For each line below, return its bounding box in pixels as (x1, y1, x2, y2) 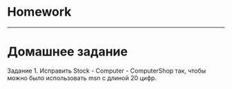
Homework (7, 4, 72, 20)
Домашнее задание (7, 44, 128, 60)
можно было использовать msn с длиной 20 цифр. (7, 73, 157, 82)
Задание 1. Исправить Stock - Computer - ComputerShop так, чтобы (7, 66, 206, 75)
